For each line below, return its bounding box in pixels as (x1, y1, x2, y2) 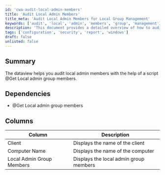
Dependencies (5, 89, 51, 98)
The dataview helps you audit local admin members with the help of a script (5, 70, 159, 76)
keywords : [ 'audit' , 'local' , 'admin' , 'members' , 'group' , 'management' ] (5, 21, 162, 26)
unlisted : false (5, 39, 38, 44)
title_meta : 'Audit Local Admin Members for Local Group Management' (5, 16, 151, 21)
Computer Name (7, 148, 46, 154)
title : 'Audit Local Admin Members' (5, 12, 80, 17)
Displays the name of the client (73, 140, 145, 147)
